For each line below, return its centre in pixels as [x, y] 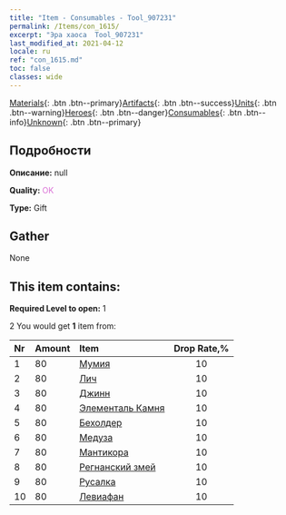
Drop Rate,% [202, 349]
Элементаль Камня [122, 408]
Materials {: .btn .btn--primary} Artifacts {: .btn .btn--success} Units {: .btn [143, 103]
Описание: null [39, 173]
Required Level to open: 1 [58, 309]
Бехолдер [100, 423]
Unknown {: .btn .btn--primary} [84, 122]
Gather [30, 236]
